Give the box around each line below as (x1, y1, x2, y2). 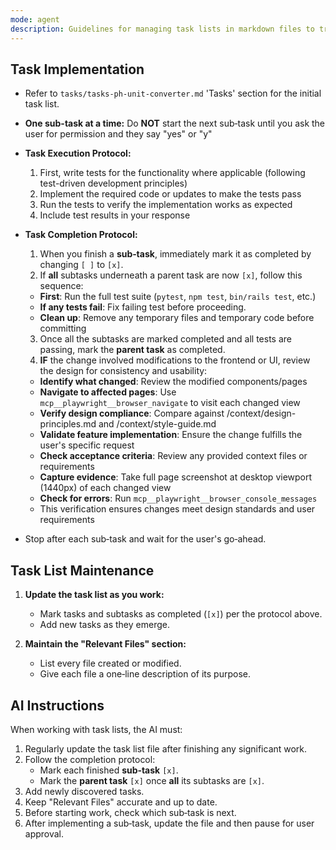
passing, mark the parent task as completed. (39, 344, 226, 356)
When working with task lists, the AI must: (10, 723, 183, 735)
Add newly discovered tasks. (24, 785, 145, 797)
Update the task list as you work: (24, 589, 165, 601)
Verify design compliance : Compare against (39, 407, 225, 420)
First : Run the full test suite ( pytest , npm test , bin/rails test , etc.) (39, 291, 317, 303)
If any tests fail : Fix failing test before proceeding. (39, 301, 247, 313)
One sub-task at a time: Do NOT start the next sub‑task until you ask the (24, 117, 326, 130)
